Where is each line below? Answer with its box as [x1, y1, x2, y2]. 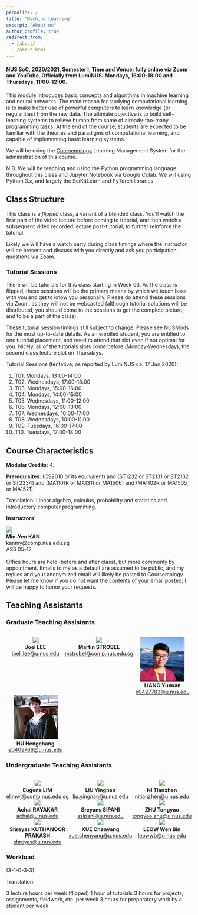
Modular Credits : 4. [6, 462, 55, 468]
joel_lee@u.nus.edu [11, 650, 60, 657]
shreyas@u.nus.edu [13, 838, 62, 845]
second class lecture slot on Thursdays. [6, 349, 103, 356]
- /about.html [11, 47, 46, 53]
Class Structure [6, 194, 65, 205]
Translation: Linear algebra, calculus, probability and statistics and [6, 497, 167, 504]
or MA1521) [6, 485, 34, 492]
